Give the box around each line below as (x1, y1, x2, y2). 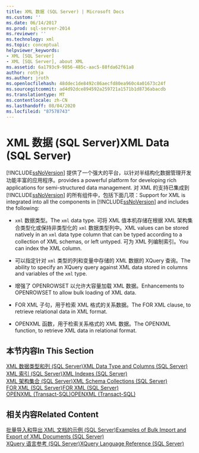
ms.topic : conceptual (6, 42, 60, 48)
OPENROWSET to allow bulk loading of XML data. (14, 289, 137, 296)
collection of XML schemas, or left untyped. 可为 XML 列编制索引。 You (14, 238, 189, 245)
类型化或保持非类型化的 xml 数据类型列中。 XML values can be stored (20, 224, 189, 232)
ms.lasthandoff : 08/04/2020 (6, 102, 76, 109)
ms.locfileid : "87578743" (6, 108, 70, 114)
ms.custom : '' (6, 14, 42, 20)
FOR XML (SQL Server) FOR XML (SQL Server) (6, 385, 119, 392)
